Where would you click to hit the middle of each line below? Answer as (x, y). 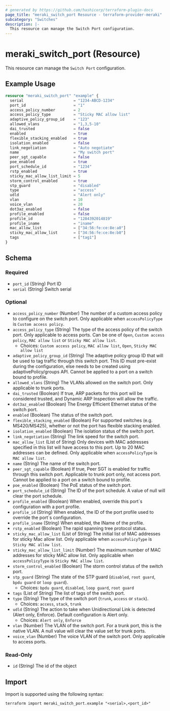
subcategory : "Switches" (31, 19)
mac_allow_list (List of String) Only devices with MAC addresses (80, 442)
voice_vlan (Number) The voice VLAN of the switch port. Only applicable (89, 636)
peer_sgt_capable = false (50, 157)
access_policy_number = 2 (45, 110)
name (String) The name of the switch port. (57, 463)
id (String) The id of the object (45, 666)
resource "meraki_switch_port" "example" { (52, 96)
